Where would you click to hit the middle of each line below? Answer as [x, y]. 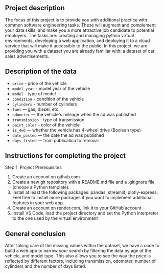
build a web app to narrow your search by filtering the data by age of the [78, 251]
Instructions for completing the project [66, 156]
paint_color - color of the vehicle [46, 125]
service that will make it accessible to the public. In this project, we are [76, 45]
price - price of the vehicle [39, 83]
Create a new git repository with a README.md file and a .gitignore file [83, 182]
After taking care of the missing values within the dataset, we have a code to [82, 246]
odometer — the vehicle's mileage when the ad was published [74, 114]
